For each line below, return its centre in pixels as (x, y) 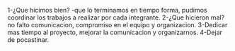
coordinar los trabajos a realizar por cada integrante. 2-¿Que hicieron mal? (116, 17)
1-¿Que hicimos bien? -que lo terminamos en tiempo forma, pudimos (107, 10)
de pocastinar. (28, 40)
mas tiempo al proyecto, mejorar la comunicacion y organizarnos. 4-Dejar (115, 32)
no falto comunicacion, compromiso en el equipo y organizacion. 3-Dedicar (117, 25)
